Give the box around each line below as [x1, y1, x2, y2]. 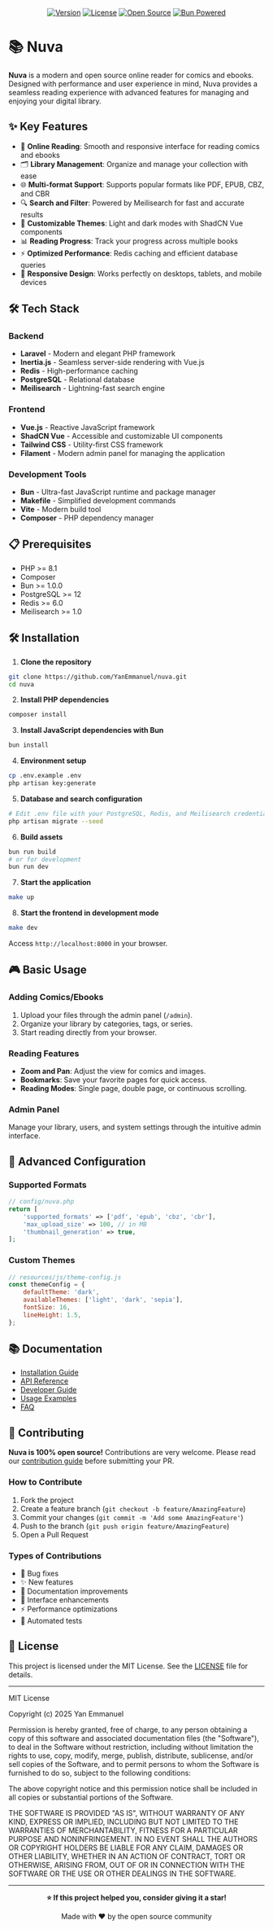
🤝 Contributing [8, 1426, 84, 1440]
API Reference [19, 1376, 69, 1386]
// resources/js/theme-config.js [8, 1273, 122, 1282]
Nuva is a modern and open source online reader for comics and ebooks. [8, 70, 254, 80]
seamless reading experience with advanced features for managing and [8, 87, 249, 97]
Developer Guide [19, 1385, 77, 1395]
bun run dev [8, 863, 49, 871]
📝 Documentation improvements [19, 1586, 128, 1596]
